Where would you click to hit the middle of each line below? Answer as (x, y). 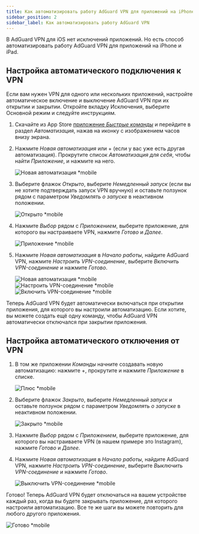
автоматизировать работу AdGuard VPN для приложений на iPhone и (94, 46)
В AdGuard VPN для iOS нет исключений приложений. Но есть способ (95, 40)
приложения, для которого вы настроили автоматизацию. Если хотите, (96, 310)
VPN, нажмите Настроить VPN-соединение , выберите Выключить (99, 466)
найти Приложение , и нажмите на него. (65, 161)
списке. (24, 377)
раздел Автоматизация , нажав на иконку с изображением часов (97, 131)
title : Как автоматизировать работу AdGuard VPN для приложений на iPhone (100, 12)
